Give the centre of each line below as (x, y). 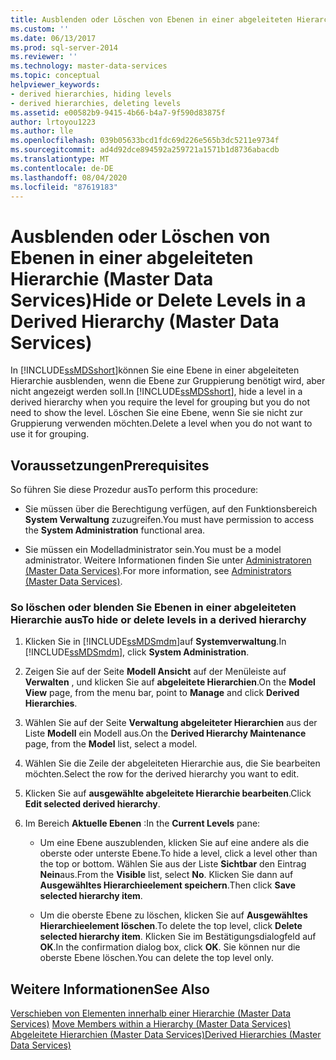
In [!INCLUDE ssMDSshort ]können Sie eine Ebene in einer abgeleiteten (155, 370)
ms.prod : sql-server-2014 (64, 47)
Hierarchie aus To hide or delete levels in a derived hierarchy (158, 620)
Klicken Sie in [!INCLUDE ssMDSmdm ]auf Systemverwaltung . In (155, 642)
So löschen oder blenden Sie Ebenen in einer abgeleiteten (153, 608)
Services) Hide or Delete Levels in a (158, 300)
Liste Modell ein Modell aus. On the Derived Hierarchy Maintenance (165, 733)
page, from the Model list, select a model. (111, 744)
